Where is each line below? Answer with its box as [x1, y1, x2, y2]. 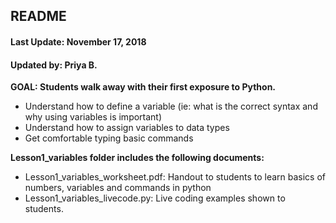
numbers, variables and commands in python [24, 182, 212, 194]
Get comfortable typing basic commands [24, 132, 194, 144]
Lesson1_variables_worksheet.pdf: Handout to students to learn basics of [24, 171, 327, 183]
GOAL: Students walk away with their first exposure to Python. [10, 81, 277, 93]
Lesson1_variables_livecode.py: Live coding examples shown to [24, 192, 286, 204]
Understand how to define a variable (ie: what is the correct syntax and [24, 100, 318, 113]
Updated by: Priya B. [10, 59, 98, 71]
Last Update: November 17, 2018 [10, 35, 147, 48]
